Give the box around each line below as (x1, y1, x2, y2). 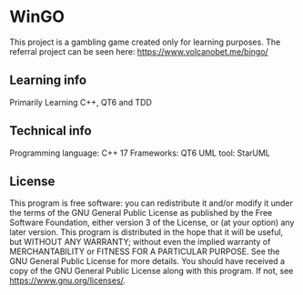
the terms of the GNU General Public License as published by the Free (9, 208, 273, 219)
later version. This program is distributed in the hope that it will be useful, (9, 227, 284, 238)
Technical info (9, 123, 93, 138)
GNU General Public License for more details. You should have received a (9, 256, 285, 267)
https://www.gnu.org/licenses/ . (9, 275, 126, 286)
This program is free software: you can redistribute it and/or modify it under (9, 198, 293, 209)
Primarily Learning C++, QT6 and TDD (9, 97, 153, 107)
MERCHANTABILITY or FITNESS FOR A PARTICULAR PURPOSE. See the (9, 246, 280, 257)
